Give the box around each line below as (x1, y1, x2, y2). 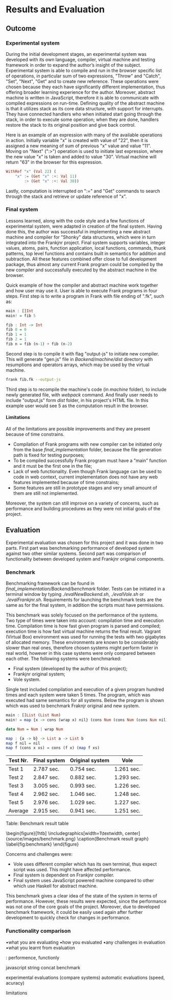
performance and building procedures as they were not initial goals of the (6, 506, 160, 511)
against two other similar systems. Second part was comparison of (6, 550, 146, 556)
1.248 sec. (114, 791, 141, 798)
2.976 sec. (33, 799, 60, 806)
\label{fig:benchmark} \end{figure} (6, 841, 79, 847)
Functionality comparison (6, 927, 71, 934)
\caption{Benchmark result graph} (77, 836, 149, 842)
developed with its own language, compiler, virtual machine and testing (6, 56, 155, 63)
